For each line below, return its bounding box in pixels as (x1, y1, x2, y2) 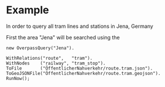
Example (6, 3, 49, 17)
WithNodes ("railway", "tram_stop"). (6, 60, 106, 66)
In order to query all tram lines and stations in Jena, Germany (6, 23, 153, 30)
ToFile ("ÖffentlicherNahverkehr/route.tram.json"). (6, 65, 153, 71)
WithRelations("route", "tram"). (6, 55, 93, 61)
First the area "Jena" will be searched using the (6, 34, 120, 41)
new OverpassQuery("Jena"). (6, 45, 75, 51)
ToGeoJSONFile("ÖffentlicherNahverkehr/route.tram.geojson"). (6, 70, 161, 76)
